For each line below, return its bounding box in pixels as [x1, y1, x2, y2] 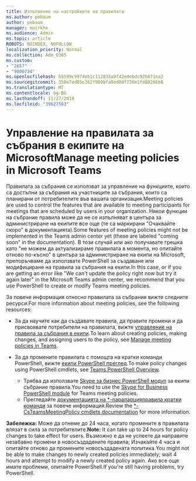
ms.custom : [6, 57, 33, 63]
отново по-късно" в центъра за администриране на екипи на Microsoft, [6, 251, 185, 258]
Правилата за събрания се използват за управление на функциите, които [6, 183, 190, 190]
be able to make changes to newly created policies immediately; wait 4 [6, 451, 177, 458]
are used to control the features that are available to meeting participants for [6, 201, 190, 208]
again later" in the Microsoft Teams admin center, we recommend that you [6, 276, 185, 283]
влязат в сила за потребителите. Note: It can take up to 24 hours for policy [6, 426, 188, 433]
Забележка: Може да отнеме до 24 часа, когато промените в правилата [6, 420, 189, 427]
